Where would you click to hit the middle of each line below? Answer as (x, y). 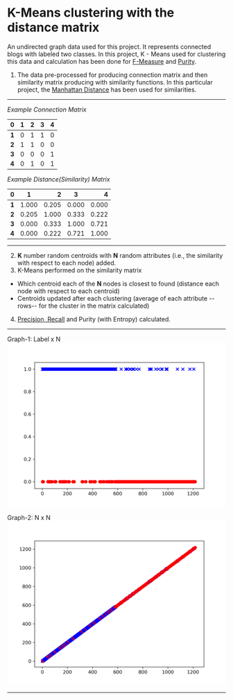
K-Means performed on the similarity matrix (79, 270)
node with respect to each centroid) (68, 291)
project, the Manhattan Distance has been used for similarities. (107, 89)
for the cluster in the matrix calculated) (94, 306)
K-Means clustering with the (91, 13)
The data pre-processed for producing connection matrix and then (112, 75)
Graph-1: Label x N (34, 339)
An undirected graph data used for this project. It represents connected (109, 46)
